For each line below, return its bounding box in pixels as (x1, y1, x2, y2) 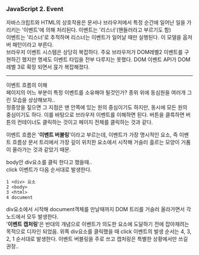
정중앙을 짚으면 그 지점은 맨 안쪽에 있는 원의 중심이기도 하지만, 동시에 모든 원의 (6, 104, 188, 111)
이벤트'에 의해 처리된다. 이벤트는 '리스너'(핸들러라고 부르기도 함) (23, 26, 171, 34)
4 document (6, 195, 33, 200)
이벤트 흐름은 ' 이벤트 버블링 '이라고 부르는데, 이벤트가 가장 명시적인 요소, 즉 (6, 131, 178, 138)
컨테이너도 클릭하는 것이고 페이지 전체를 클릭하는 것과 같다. (17, 119, 153, 126)
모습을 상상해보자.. (12, 97, 55, 104)
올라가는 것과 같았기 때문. (12, 146, 71, 153)
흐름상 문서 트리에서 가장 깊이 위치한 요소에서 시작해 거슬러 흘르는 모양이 (12, 139, 180, 146)
